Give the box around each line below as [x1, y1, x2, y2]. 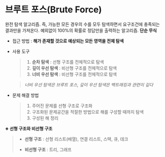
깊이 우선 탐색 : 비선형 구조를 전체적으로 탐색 [32, 65, 117, 71]
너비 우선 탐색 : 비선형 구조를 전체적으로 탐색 [32, 71, 117, 77]
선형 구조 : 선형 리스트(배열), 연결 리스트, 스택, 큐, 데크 [24, 136, 129, 142]
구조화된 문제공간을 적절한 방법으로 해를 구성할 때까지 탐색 [32, 109, 144, 115]
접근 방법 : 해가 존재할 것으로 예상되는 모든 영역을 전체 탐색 [12, 38, 124, 44]
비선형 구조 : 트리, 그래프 [24, 146, 72, 153]
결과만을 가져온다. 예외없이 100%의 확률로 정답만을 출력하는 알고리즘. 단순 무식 [5, 27, 157, 33]
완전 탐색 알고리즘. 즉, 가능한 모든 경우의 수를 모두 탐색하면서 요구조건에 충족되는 [5, 21, 160, 27]
